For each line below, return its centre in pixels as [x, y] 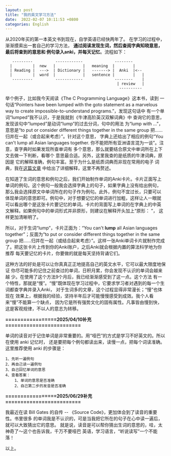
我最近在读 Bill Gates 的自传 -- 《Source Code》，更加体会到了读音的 [77, 412]
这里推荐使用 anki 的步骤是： [36, 348]
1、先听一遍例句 [20, 359]
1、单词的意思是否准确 [35, 381]
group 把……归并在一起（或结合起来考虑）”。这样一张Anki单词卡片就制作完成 [85, 241]
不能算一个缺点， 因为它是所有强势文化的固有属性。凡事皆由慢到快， [90, 302]
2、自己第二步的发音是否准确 [40, 386]
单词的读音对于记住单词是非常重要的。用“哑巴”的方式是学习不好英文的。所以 [85, 336]
